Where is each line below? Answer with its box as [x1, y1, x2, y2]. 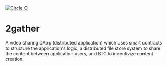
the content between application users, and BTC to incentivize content [5, 50, 153, 56]
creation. [5, 56, 24, 62]
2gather [5, 23, 40, 34]
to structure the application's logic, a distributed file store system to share [5, 45, 161, 51]
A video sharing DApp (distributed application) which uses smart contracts [5, 39, 162, 46]
